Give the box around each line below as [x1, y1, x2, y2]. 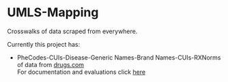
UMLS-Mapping [7, 5, 99, 20]
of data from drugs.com [16, 60, 84, 68]
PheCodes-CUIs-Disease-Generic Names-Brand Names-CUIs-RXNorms [16, 53, 221, 62]
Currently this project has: [7, 40, 81, 48]
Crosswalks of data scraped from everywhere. [7, 27, 138, 35]
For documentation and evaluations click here [16, 68, 145, 76]
